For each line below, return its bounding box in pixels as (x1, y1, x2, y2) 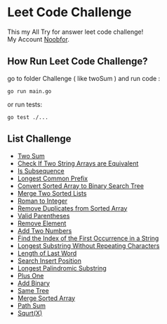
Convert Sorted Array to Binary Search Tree (17, 181, 144, 190)
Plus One (17, 271, 44, 280)
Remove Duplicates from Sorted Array (17, 204, 128, 212)
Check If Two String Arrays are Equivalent (17, 159, 139, 168)
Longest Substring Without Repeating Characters (17, 241, 160, 250)
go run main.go (7, 87, 52, 95)
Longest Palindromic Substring (17, 263, 107, 272)
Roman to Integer (17, 197, 68, 205)
